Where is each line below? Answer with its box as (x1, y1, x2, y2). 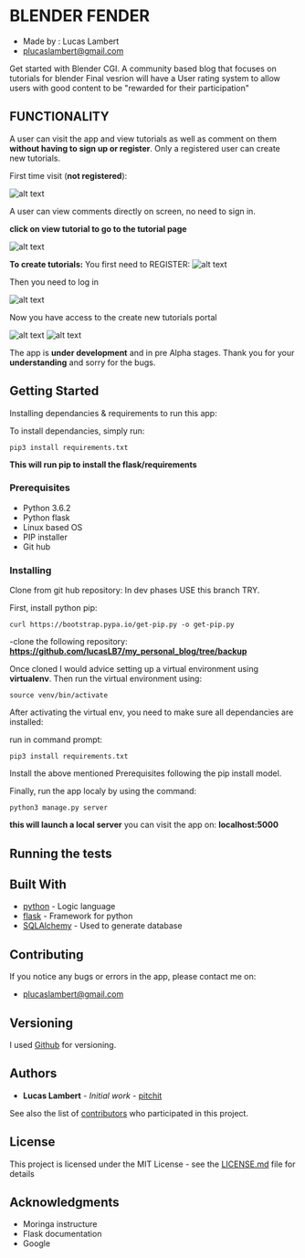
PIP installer (22, 531, 68, 542)
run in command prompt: (9, 734, 103, 745)
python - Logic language (22, 901, 116, 912)
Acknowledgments (9, 1195, 121, 1210)
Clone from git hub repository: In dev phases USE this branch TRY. (9, 585, 260, 596)
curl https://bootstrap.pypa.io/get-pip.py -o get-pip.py (9, 620, 235, 630)
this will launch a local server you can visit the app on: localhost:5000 (9, 819, 279, 831)
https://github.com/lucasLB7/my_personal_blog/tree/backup (9, 645, 247, 657)
